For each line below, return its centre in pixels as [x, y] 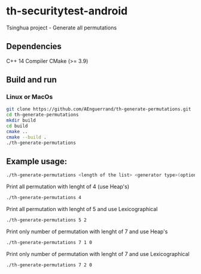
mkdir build [21, 121]
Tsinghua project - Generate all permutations [62, 28]
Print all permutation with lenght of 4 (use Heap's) [68, 186]
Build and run [31, 80]
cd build [17, 126]
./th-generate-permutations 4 [44, 198]
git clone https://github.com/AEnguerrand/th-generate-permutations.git [99, 109]
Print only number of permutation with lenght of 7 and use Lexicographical [98, 254]
